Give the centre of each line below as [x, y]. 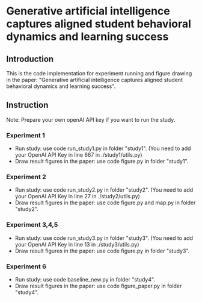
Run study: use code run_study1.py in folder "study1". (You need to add [103, 148]
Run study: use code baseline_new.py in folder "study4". [85, 279]
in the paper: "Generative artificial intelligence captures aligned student [95, 80]
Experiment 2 [26, 177]
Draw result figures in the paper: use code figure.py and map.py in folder [105, 203]
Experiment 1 [26, 135]
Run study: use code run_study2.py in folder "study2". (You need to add [104, 190]
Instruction [27, 105]
